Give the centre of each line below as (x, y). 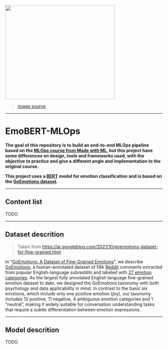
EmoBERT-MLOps (43, 131)
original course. (22, 166)
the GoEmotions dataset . (32, 181)
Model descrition (32, 330)
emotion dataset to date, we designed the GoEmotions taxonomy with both (82, 283)
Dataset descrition (34, 234)
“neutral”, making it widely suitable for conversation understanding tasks (80, 304)
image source (31, 106)
